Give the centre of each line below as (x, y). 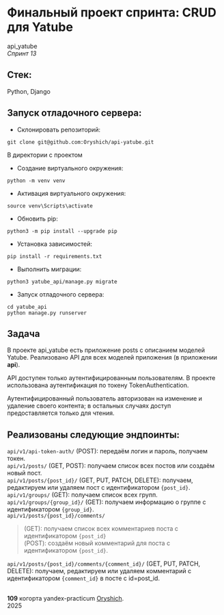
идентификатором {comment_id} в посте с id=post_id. (84, 578)
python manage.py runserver (47, 313)
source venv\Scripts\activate (50, 206)
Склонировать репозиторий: (59, 129)
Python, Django (29, 91)
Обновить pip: (37, 218)
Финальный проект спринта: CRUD (112, 13)
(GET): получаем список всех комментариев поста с (101, 529)
